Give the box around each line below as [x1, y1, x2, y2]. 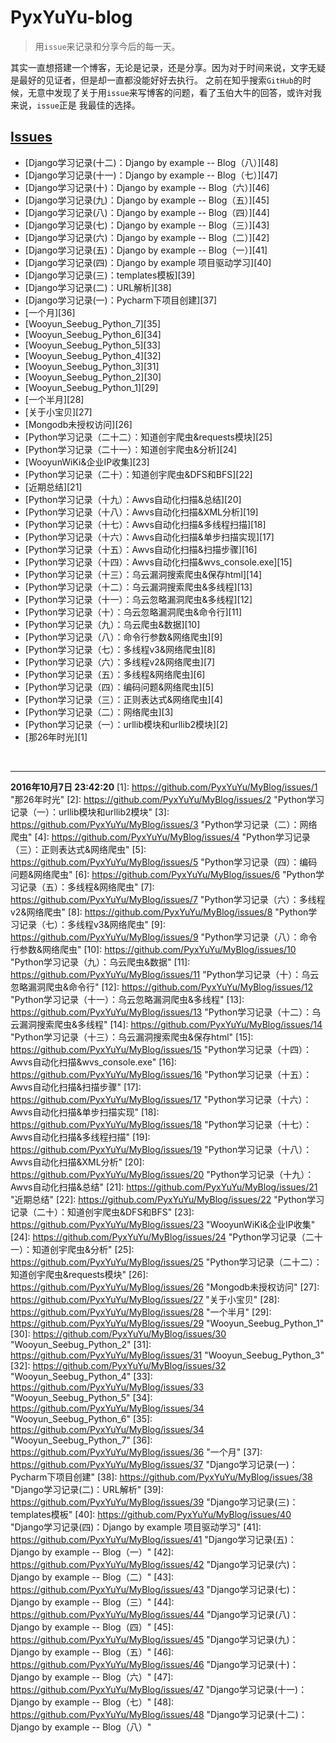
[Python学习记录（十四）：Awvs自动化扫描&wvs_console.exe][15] [24, 556, 293, 568]
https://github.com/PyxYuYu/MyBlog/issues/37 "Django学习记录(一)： [10, 1458, 298, 1470]
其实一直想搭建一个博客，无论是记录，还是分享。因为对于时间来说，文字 [10, 61, 308, 73]
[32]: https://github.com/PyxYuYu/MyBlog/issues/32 [10, 1359, 227, 1371]
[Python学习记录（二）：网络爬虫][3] [24, 706, 174, 718]
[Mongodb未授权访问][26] [24, 418, 133, 430]
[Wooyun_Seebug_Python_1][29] [24, 381, 159, 393]
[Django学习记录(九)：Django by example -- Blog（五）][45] [24, 194, 270, 206]
